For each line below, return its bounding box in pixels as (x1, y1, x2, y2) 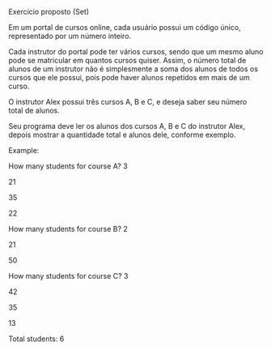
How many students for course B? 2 (8, 224, 128, 233)
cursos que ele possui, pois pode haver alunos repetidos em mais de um (8, 73, 251, 82)
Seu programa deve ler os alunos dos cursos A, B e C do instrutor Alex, (8, 122, 245, 130)
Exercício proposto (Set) (8, 7, 90, 16)
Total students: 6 (8, 334, 65, 344)
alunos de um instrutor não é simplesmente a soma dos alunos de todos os (8, 64, 259, 74)
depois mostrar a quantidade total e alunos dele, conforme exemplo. (8, 130, 236, 139)
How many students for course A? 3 (8, 161, 128, 171)
